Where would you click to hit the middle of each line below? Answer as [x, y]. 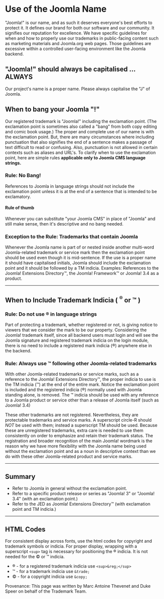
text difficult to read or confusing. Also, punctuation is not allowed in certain [81, 147]
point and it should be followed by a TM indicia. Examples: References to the [82, 268]
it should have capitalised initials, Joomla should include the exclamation [78, 263]
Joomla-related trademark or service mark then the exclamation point [75, 252]
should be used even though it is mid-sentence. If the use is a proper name [81, 258]
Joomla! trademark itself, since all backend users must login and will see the [82, 335]
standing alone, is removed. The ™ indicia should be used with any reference [82, 395]
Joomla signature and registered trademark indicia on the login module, [77, 340]
